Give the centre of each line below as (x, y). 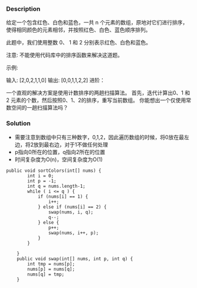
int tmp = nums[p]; (51, 264)
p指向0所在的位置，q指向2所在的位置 (60, 152)
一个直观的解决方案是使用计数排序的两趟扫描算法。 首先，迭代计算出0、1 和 (98, 93)
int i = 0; (41, 176)
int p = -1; (42, 181)
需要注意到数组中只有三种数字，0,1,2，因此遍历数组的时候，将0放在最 (99, 137)
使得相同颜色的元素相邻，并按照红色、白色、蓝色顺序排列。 (78, 30)
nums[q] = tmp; (46, 274)
